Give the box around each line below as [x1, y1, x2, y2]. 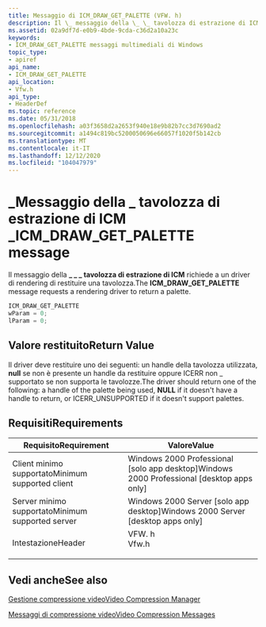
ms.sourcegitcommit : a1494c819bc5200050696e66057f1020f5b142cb [8, 129, 222, 137]
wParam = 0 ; [8, 309, 47, 317]
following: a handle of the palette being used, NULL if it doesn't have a [8, 385, 238, 395]
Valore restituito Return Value [8, 338, 154, 353]
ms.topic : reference [8, 108, 77, 116]
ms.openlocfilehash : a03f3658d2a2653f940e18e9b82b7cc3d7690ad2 [8, 122, 222, 130]
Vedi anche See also [8, 573, 108, 587]
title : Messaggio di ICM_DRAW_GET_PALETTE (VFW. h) [8, 11, 182, 20]
